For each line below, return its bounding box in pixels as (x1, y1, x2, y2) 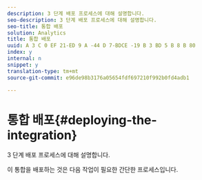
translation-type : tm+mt (7, 68, 79, 74)
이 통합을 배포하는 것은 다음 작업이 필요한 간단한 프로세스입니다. (7, 166, 179, 174)
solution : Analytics (7, 29, 67, 37)
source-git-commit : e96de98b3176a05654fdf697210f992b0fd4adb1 (7, 74, 190, 81)
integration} (7, 127, 78, 143)
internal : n (7, 55, 41, 62)
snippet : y (7, 61, 39, 68)
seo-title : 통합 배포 (7, 23, 63, 30)
